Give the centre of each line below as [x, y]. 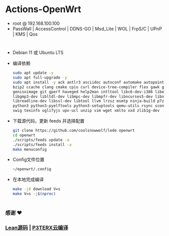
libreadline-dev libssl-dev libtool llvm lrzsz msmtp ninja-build [84, 101]
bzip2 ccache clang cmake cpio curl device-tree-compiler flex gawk [86, 87]
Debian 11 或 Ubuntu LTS [38, 53]
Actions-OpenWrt [43, 9]
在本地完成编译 [28, 180]
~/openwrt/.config [32, 169]
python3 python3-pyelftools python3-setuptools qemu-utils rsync [82, 106]
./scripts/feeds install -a [42, 145]
